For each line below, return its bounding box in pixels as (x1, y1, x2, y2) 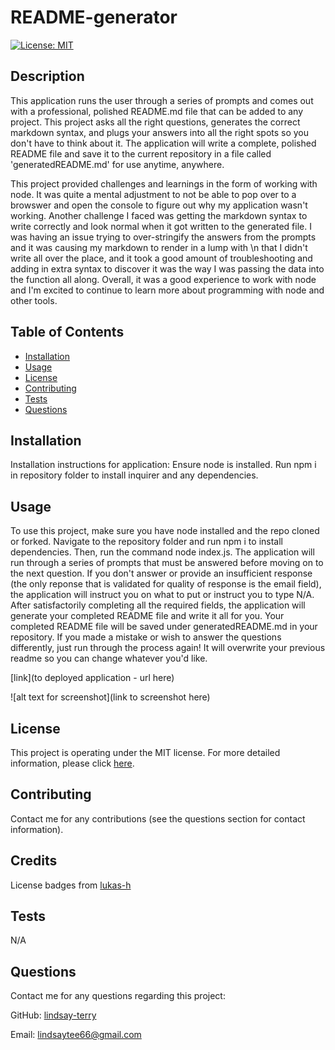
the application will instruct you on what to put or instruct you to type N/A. (10, 589, 315, 601)
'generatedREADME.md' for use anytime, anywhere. (10, 158, 225, 170)
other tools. (10, 294, 58, 306)
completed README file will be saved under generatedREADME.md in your (10, 621, 318, 633)
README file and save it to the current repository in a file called (10, 147, 272, 160)
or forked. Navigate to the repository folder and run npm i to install (10, 536, 283, 548)
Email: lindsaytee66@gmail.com (10, 1029, 142, 1041)
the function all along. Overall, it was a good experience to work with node (10, 273, 317, 285)
